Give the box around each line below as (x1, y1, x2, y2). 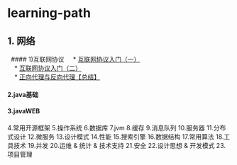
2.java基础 (7, 90, 39, 98)
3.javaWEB (7, 107, 40, 115)
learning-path (7, 5, 91, 21)
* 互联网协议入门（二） (13, 64, 82, 72)
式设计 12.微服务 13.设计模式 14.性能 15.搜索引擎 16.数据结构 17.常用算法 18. (7, 132, 224, 141)
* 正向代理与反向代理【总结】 (13, 73, 101, 81)
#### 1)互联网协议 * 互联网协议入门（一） (10, 55, 140, 63)
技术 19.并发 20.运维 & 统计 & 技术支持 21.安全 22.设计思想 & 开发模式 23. (13, 141, 226, 149)
